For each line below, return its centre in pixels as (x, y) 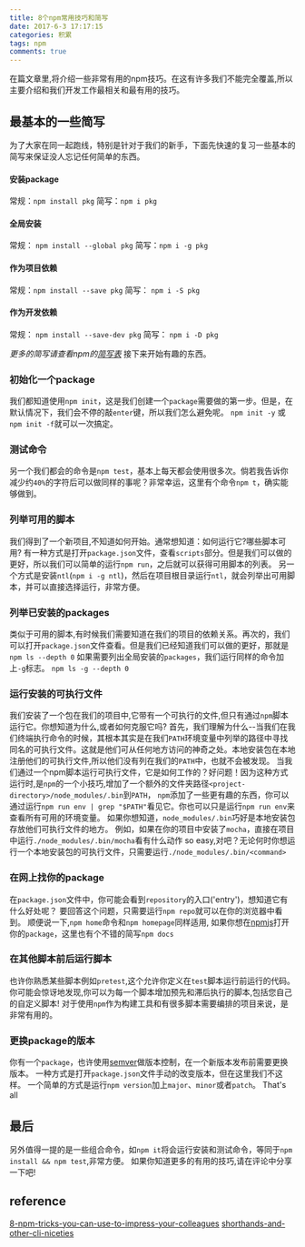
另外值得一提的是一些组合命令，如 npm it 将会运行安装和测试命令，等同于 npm (151, 1149)
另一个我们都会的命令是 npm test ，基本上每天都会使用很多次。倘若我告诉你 (149, 471)
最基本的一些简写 (57, 121)
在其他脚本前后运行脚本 (60, 959)
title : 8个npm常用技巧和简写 (59, 18)
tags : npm (28, 43)
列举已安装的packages (59, 612)
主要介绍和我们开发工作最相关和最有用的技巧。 (97, 90)
